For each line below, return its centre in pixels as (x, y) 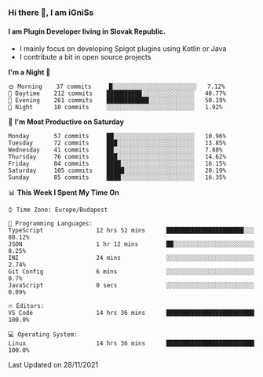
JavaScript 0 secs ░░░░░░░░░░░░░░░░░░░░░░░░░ (131, 286)
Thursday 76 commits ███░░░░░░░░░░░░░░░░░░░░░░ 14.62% (117, 157)
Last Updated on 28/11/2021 (53, 365)
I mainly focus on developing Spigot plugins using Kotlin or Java (123, 49)
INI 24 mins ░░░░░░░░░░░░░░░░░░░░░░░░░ (131, 258)
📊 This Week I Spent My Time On (64, 192)
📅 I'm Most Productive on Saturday (66, 122)
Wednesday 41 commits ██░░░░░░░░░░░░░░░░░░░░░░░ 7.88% (115, 150)
